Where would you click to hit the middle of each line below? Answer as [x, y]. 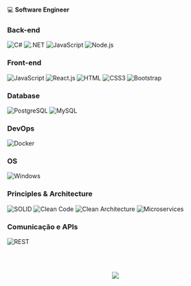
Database [23, 96]
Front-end [24, 63]
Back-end [24, 30]
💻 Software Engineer [38, 10]
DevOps [21, 128]
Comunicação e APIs [43, 227]
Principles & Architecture [50, 194]
